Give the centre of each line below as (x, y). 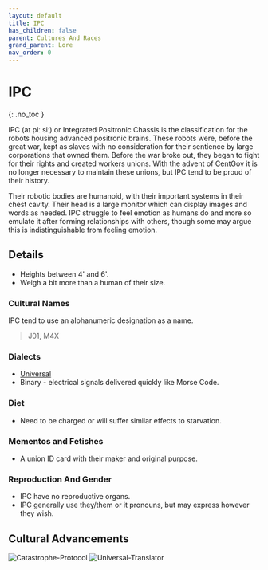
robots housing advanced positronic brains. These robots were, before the (130, 138)
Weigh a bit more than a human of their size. (93, 282)
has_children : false (43, 30)
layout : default (35, 16)
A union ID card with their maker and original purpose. (108, 458)
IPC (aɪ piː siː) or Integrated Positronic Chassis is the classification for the (128, 129)
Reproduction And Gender (60, 479)
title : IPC (26, 23)
